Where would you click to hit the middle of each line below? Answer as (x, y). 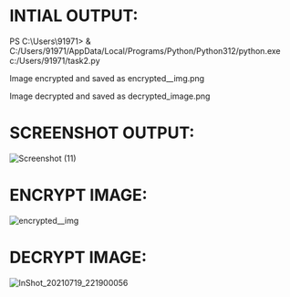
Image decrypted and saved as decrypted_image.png (110, 96)
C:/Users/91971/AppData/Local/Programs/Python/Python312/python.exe (145, 50)
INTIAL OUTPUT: (74, 16)
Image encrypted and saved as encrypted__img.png (107, 78)
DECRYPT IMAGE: (78, 258)
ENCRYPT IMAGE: (78, 195)
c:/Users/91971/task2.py (55, 60)
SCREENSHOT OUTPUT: (102, 133)
